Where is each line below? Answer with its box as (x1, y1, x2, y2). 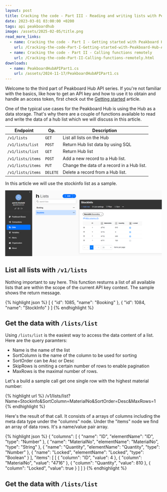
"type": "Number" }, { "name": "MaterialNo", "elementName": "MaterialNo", (5, 439, 159, 445)
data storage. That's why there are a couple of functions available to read (5, 111, 156, 117)
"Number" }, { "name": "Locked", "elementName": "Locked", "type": (5, 449, 144, 456)
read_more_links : (5, 34, 41, 39)
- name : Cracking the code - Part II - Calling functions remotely (9, 50, 153, 55)
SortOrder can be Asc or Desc (12, 358, 75, 364)
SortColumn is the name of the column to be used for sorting (12, 352, 137, 358)
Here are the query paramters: (5, 337, 68, 343)
